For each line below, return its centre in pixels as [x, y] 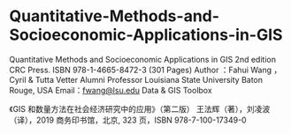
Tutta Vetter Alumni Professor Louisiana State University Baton [149, 79]
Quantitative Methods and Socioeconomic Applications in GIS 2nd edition [143, 59]
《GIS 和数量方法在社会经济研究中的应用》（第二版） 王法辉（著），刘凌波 [140, 108]
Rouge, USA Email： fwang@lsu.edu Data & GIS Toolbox [111, 90]
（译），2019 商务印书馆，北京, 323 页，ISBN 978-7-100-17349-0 [128, 120]
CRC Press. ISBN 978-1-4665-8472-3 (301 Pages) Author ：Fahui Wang [141, 70]
